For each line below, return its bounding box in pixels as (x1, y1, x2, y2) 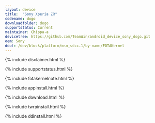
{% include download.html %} (5, 94, 65, 100)
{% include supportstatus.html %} (5, 66, 73, 72)
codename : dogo (5, 16, 36, 21)
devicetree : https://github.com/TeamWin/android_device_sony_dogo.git (5, 35, 151, 39)
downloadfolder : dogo (5, 20, 49, 26)
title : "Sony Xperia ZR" (5, 12, 57, 17)
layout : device (5, 7, 36, 12)
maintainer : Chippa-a (5, 30, 49, 35)
